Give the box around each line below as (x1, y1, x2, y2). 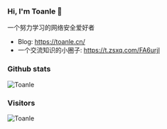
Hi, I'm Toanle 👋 (7, 6, 63, 16)
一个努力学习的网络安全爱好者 (7, 23, 95, 32)
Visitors (7, 98, 36, 108)
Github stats (7, 64, 51, 74)
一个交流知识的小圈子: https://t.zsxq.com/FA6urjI (17, 46, 160, 55)
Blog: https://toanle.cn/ (17, 38, 85, 46)
